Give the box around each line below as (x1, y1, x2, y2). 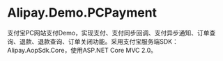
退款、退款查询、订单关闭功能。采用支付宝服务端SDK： (19, 37, 179, 46)
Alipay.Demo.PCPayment (7, 5, 157, 21)
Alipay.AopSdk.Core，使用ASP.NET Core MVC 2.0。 (7, 46, 157, 54)
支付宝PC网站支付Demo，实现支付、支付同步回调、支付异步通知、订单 (7, 28, 210, 37)
